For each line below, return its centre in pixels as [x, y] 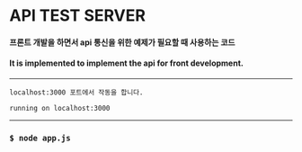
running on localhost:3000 [60, 108]
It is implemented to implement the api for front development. [127, 63]
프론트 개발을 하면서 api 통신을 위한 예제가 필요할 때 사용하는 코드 [122, 42]
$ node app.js [40, 138]
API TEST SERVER [78, 16]
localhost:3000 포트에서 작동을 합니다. [76, 92]
